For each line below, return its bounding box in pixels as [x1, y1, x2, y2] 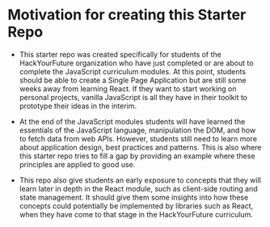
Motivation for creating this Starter [7, 6, 247, 24]
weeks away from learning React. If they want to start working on [19, 83, 237, 94]
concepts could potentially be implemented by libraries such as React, [19, 200, 254, 211]
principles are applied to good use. [19, 159, 136, 169]
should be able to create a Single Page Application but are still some [19, 75, 247, 85]
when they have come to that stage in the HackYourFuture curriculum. [19, 209, 254, 219]
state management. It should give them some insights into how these [19, 192, 249, 202]
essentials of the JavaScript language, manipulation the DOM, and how [19, 125, 256, 135]
